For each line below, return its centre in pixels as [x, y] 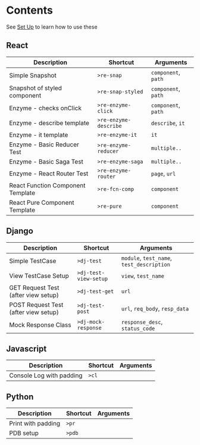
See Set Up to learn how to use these [52, 27]
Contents [30, 10]
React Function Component [47, 185]
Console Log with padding [46, 375]
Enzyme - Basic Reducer [44, 145]
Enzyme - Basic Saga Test [46, 161]
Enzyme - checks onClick [46, 108]
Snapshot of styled [36, 88]
